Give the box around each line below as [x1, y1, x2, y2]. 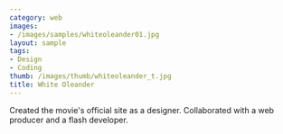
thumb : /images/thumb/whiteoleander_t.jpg [9, 72, 172, 81]
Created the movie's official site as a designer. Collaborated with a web [9, 104, 274, 115]
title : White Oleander [9, 80, 95, 89]
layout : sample [9, 38, 67, 48]
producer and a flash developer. [9, 114, 128, 125]
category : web [9, 13, 63, 22]
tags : [9, 47, 30, 56]
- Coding [9, 64, 42, 73]
